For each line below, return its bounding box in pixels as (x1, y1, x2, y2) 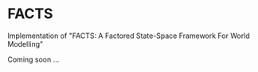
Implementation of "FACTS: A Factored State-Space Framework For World (7, 31, 250, 40)
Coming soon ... (7, 55, 60, 64)
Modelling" (7, 39, 44, 48)
